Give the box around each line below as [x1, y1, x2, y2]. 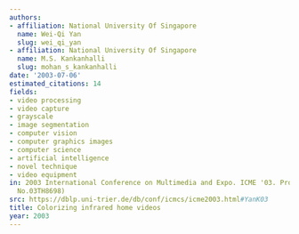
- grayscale [9, 112, 53, 121]
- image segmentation [9, 121, 90, 130]
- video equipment [9, 170, 77, 179]
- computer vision [9, 129, 77, 138]
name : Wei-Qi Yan [17, 29, 82, 38]
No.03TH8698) [17, 187, 66, 196]
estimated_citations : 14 [9, 79, 101, 88]
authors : [9, 12, 42, 22]
